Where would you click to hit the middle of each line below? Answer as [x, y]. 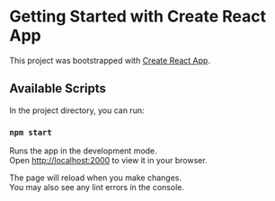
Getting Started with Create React [138, 17]
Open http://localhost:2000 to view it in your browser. [109, 161]
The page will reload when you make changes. [96, 178]
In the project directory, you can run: [77, 110]
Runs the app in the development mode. [83, 151]
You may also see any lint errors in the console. [97, 188]
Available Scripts [58, 88]
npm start [31, 132]
